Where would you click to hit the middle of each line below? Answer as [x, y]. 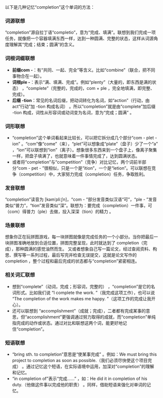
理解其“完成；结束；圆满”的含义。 [43, 45]
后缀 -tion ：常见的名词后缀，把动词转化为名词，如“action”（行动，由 [81, 100]
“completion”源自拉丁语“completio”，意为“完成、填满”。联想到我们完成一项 [81, 33]
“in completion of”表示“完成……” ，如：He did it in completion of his [80, 379]
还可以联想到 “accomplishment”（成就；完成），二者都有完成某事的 [79, 311]
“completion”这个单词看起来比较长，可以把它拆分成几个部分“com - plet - [84, 138]
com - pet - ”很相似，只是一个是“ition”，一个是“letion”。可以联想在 [85, 168]
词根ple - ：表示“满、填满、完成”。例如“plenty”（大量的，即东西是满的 [82, 82]
